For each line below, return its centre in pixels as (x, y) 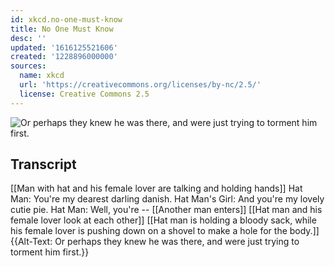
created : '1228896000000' (64, 57)
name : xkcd (42, 76)
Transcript (43, 164)
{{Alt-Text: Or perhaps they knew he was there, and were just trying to (155, 242)
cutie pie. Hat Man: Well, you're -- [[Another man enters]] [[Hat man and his (166, 210)
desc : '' (28, 38)
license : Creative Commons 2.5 (84, 94)
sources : (28, 66)
